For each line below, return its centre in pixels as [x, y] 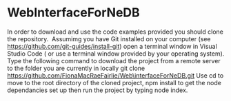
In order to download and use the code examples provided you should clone [115, 32]
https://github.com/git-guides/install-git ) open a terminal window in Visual [112, 46]
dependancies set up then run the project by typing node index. [98, 90]
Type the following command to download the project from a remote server [114, 60]
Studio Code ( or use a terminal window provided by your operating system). [116, 54]
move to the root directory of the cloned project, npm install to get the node [114, 82]
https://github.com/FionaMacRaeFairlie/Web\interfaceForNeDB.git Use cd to [115, 75]
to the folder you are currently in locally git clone [76, 68]
